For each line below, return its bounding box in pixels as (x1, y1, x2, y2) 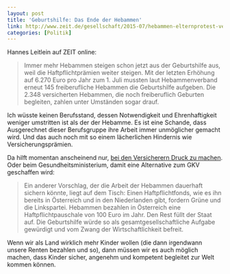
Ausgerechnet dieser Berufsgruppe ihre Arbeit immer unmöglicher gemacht (7, 126, 220, 134)
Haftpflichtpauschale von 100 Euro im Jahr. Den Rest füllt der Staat (23, 211, 212, 219)
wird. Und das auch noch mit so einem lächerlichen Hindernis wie (7, 133, 192, 141)
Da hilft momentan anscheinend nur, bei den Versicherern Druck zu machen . (7, 154, 223, 162)
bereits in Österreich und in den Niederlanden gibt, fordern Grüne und (23, 196, 221, 205)
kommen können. (7, 260, 56, 269)
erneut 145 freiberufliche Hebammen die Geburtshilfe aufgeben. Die (23, 83, 216, 91)
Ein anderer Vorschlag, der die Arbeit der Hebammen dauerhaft (23, 181, 203, 190)
